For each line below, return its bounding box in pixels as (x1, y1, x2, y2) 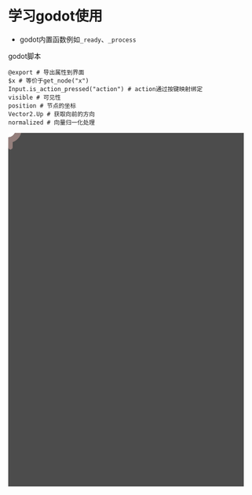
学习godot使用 (8, 7, 103, 25)
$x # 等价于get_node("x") (8, 76, 89, 85)
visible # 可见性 (8, 93, 61, 101)
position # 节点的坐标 (8, 101, 77, 110)
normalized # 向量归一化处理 (8, 119, 96, 126)
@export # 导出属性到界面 (8, 68, 85, 76)
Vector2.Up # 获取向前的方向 (8, 110, 96, 118)
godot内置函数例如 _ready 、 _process (19, 35, 137, 44)
